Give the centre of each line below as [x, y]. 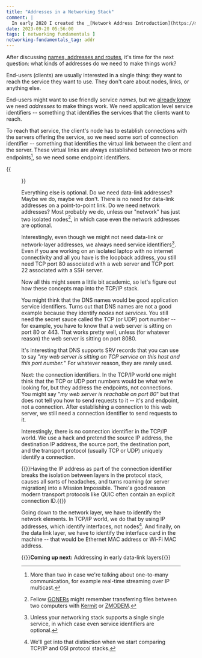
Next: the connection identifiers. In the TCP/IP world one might [99, 374]
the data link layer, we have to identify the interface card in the [99, 532]
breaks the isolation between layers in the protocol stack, [92, 475]
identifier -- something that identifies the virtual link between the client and [99, 143]
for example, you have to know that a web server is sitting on [97, 325]
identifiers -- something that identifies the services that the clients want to [98, 113]
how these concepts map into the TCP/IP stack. [80, 288]
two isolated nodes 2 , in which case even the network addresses [101, 219]
